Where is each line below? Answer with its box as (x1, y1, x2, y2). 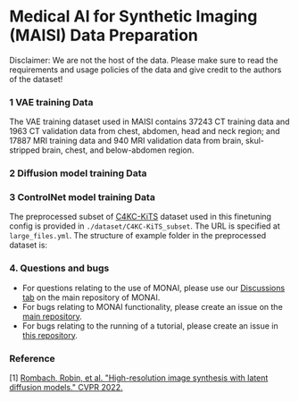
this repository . (21, 330, 78, 340)
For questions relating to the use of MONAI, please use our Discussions (21, 282, 286, 293)
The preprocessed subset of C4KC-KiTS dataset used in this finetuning (9, 212, 272, 222)
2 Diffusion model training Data (9, 167, 147, 180)
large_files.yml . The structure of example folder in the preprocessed (9, 230, 266, 241)
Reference (9, 352, 55, 364)
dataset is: (9, 239, 47, 251)
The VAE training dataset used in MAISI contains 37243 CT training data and (9, 116, 290, 127)
